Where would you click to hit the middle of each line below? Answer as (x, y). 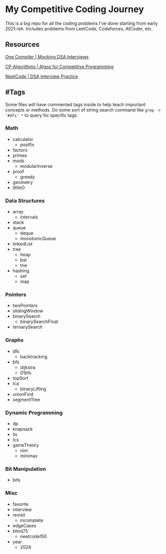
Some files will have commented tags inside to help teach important (75, 104)
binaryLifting (33, 389)
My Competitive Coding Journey (75, 9)
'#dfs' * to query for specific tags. (42, 115)
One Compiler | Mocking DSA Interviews (47, 57)
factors (20, 150)
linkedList (22, 244)
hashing (21, 271)
